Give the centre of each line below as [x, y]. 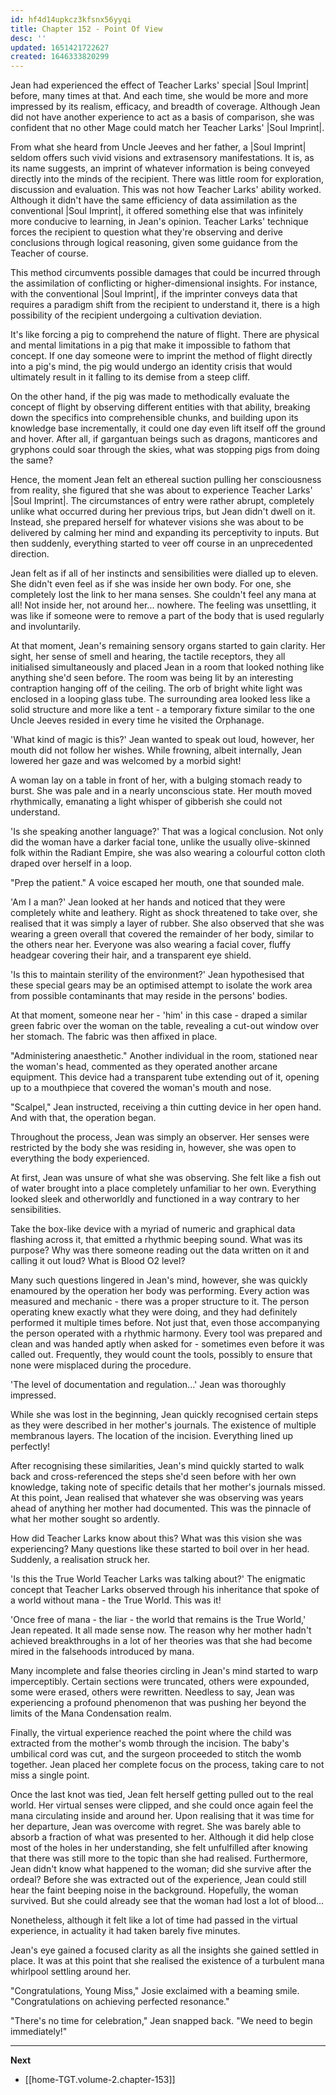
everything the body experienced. [80, 1158]
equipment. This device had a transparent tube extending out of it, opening [165, 1077]
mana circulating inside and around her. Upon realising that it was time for [162, 1816]
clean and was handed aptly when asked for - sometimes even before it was [167, 1344]
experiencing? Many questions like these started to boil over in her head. [160, 1549]
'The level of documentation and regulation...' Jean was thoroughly [148, 1385]
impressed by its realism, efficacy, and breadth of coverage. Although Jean [165, 107]
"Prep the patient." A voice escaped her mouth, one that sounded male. [157, 883]
